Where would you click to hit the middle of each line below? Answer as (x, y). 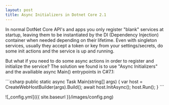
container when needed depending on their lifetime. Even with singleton (81, 40)
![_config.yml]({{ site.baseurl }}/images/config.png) (59, 97)
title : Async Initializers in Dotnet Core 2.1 (56, 15)
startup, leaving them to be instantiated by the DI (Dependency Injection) (82, 35)
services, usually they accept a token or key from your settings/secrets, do (84, 45)
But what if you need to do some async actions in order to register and (80, 61)
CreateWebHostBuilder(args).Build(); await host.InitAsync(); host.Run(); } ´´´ (85, 87)
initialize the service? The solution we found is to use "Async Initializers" (81, 66)
